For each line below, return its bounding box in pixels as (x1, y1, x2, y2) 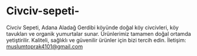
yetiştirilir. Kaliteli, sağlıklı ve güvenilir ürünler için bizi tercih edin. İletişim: (6, 36, 187, 43)
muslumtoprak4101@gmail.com (6, 43, 83, 50)
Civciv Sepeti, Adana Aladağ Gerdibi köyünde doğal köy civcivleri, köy (6, 24, 179, 31)
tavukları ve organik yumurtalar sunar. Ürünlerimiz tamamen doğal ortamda (6, 30, 192, 37)
